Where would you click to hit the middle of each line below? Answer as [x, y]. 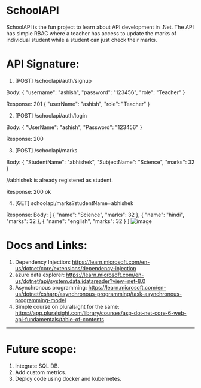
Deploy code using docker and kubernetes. [68, 378]
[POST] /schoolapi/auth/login [51, 115]
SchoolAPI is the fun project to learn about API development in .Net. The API [100, 27]
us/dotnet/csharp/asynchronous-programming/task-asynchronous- [98, 294]
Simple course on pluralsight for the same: [67, 306]
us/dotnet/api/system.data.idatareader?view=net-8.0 [80, 281]
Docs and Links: [47, 246]
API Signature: [43, 64]
